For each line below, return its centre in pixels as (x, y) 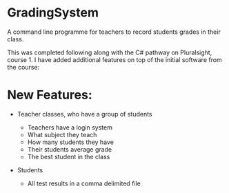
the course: (23, 67)
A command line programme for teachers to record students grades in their (114, 32)
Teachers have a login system (70, 127)
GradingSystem (53, 13)
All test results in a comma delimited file (84, 183)
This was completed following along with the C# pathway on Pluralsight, (110, 52)
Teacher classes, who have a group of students (85, 114)
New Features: (50, 95)
